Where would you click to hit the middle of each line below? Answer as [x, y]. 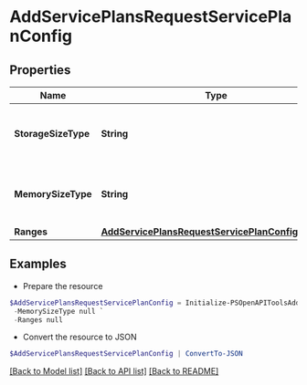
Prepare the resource [63, 286]
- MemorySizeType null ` [58, 311]
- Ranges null [38, 320]
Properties [40, 70]
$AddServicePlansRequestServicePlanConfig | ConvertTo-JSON [127, 354]
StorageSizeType [52, 134]
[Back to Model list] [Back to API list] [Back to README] [114, 371]
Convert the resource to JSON [79, 337]
